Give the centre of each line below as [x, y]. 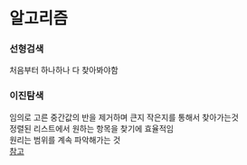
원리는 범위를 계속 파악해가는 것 [65, 140]
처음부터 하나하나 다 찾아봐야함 [64, 70]
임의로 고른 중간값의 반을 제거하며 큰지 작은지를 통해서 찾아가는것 [124, 117]
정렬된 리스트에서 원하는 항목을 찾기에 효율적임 [92, 128]
